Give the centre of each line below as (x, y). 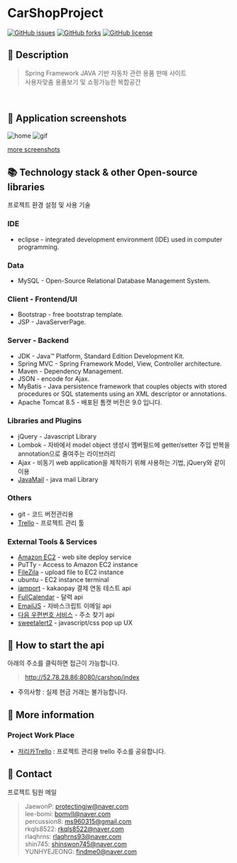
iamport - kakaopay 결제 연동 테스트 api (74, 588)
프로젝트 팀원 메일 (32, 792)
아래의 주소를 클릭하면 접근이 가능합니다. (63, 663)
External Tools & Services (53, 542)
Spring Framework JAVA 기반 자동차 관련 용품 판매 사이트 (105, 73)
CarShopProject (55, 13)
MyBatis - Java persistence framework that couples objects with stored (122, 386)
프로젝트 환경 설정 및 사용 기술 (49, 205)
